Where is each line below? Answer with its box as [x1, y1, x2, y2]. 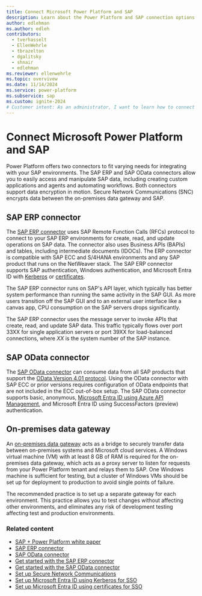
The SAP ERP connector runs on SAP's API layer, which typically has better [6, 284, 192, 292]
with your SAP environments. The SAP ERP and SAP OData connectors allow [6, 169, 196, 177]
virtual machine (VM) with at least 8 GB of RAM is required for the [6, 453, 169, 460]
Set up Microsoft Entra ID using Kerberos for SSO [14, 577, 137, 584]
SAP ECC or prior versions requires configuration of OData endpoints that [6, 381, 188, 389]
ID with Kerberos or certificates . [6, 273, 85, 280]
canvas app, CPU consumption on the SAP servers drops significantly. [6, 304, 180, 311]
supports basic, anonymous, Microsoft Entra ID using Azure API [6, 394, 164, 401]
